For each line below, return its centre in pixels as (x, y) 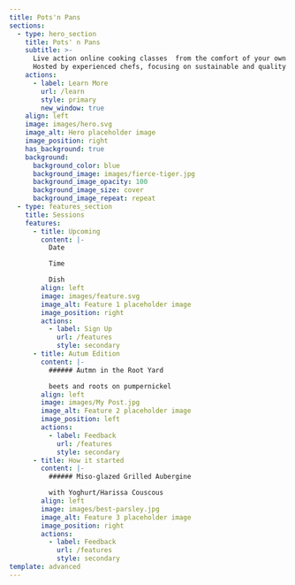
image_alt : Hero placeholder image (91, 133)
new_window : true (72, 108)
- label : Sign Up (80, 329)
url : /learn (63, 91)
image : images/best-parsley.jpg (101, 509)
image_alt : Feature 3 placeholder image (116, 517)
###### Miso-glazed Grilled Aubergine (120, 477)
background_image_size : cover (88, 190)
